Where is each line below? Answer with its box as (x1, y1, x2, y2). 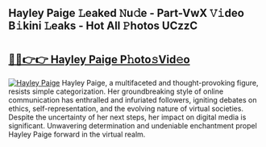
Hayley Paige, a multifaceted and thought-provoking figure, (61, 78, 260, 87)
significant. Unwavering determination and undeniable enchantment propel (8, 121, 258, 130)
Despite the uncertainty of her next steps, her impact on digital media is (8, 112, 247, 122)
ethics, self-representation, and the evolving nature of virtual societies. (8, 104, 244, 113)
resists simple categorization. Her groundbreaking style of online (8, 86, 224, 96)
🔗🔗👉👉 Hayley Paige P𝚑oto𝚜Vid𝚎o (8, 52, 191, 66)
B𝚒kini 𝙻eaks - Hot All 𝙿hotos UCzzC (8, 19, 198, 33)
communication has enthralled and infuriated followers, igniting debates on (8, 95, 257, 104)
